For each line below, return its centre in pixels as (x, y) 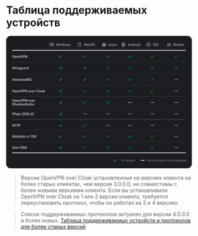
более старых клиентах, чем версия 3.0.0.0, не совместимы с (99, 184)
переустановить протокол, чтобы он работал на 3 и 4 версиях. (100, 202)
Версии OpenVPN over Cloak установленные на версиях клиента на (106, 178)
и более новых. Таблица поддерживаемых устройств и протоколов (105, 220)
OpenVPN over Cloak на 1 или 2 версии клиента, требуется (94, 196)
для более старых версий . (54, 227)
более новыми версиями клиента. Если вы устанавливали (94, 190)
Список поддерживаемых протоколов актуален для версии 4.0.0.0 (105, 214)
